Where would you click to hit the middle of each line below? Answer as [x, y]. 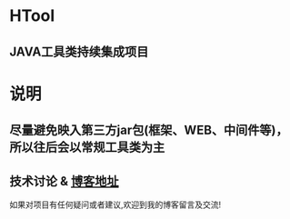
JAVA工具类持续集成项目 [79, 51]
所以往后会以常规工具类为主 [87, 148]
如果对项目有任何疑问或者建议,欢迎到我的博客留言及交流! [115, 204]
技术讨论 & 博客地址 [65, 181]
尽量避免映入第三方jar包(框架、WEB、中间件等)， [149, 130]
